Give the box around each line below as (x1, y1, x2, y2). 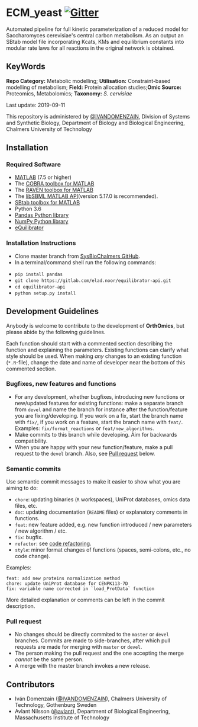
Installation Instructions (6, 239, 76, 247)
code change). (14, 553, 51, 560)
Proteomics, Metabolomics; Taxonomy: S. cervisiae (6, 89, 132, 97)
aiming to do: (6, 485, 38, 492)
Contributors (6, 679, 55, 690)
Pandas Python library (14, 212, 69, 219)
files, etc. (14, 502, 37, 510)
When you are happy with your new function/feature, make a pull (14, 443, 173, 450)
